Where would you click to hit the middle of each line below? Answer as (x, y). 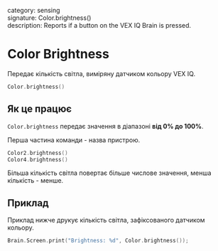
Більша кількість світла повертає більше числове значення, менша (109, 173)
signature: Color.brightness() (49, 18)
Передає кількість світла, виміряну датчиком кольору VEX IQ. (102, 73)
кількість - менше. (36, 181)
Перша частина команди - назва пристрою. (74, 140)
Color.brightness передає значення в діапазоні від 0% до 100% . (105, 126)
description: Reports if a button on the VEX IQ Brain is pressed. (99, 25)
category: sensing (34, 10)
